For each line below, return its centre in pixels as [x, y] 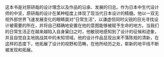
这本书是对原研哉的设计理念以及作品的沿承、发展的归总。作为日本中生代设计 [82, 7]
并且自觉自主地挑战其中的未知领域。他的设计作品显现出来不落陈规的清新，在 [82, 38]
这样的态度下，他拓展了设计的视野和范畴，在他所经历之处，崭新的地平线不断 [82, 44]
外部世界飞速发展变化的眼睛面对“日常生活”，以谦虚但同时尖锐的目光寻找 [82, 19]
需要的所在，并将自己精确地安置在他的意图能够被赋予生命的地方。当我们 [86, 25]
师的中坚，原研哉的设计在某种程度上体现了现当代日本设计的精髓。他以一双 [80, 13]
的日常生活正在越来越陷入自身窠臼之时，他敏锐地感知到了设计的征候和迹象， [82, 31]
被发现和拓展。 [20, 50]
